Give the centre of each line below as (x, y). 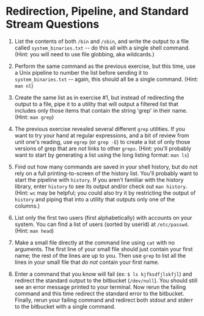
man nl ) (24, 85)
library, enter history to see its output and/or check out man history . (101, 186)
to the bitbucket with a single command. (65, 306)
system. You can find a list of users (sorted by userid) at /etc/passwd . (102, 224)
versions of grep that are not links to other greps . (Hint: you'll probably (103, 148)
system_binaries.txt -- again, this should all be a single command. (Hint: (106, 79)
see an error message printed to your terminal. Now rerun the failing (100, 287)
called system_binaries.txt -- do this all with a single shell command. (102, 48)
